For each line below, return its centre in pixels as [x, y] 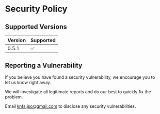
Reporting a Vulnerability [44, 65]
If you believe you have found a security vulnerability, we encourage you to [80, 77]
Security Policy [36, 9]
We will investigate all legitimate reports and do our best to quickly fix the [78, 92]
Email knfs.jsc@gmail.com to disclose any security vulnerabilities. [71, 106]
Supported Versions [36, 27]
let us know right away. [28, 82]
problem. [14, 97]
